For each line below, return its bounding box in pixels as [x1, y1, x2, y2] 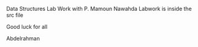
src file [6, 11, 24, 19]
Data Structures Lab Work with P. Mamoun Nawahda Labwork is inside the [6, 5, 192, 12]
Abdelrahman [6, 35, 41, 42]
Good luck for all [6, 23, 48, 30]
